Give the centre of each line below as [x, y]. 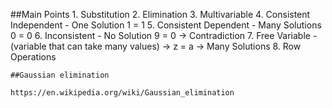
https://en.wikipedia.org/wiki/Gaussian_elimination [122, 93]
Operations [33, 57]
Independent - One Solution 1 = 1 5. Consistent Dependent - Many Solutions [166, 25]
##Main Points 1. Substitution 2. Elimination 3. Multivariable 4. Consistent [160, 14]
